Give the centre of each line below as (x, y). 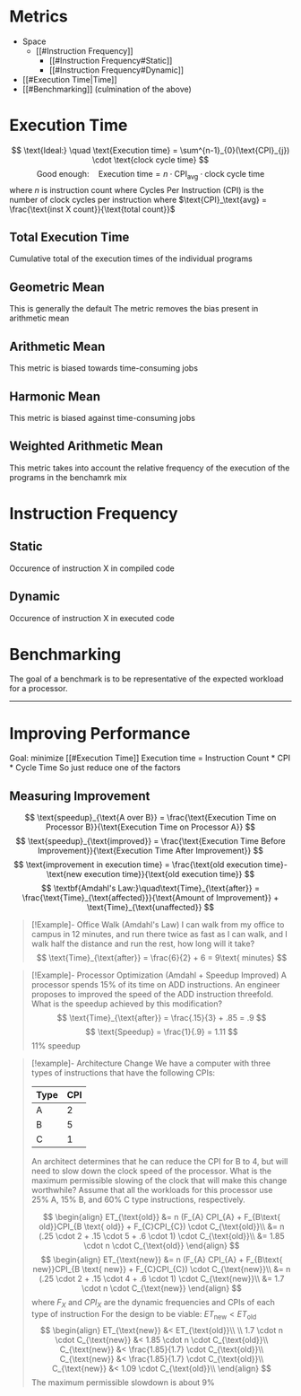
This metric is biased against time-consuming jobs (102, 417)
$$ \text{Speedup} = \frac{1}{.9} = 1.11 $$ (161, 1032)
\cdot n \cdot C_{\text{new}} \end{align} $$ (162, 1288)
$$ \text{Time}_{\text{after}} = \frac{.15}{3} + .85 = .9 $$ (162, 1018)
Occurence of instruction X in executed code (92, 618)
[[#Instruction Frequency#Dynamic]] (116, 70)
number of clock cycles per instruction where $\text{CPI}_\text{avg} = (138, 199)
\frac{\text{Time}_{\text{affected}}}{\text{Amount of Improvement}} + (150, 898)
